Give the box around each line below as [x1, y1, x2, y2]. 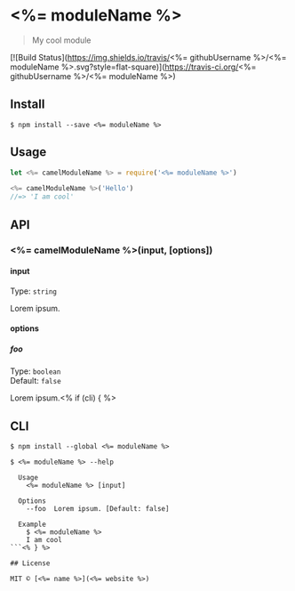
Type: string [10, 286, 57, 296]
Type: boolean [10, 366, 61, 376]
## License [10, 559, 51, 568]
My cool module [31, 35, 92, 45]
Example [18, 520, 47, 530]
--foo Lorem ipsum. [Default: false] [26, 505, 170, 514]
